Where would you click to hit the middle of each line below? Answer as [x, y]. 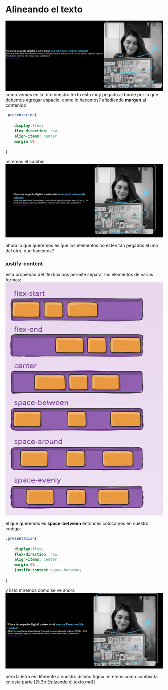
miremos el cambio [25, 162]
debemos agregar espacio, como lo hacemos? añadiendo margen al [76, 100]
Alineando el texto [44, 9]
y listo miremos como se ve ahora [40, 590]
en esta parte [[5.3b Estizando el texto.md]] [50, 682]
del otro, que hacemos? [30, 250]
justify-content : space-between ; [48, 570]
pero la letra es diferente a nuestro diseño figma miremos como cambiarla [82, 677]
